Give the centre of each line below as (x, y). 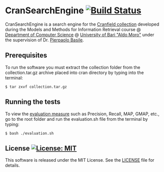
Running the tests (33, 102)
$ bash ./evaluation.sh (30, 133)
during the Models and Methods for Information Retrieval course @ (73, 29)
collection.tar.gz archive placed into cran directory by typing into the (75, 72)
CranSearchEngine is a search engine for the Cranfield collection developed (82, 24)
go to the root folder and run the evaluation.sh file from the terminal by (77, 119)
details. (13, 166)
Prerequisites (26, 55)
